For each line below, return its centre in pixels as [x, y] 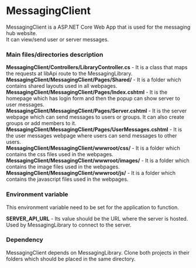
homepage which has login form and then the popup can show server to [93, 98]
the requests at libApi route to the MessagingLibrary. [69, 74]
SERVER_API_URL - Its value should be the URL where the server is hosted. [97, 218]
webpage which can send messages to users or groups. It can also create [95, 117]
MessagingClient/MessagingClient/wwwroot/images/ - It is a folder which [98, 161]
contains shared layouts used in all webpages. [62, 86]
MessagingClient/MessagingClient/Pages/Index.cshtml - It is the [87, 92]
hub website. [22, 33]
